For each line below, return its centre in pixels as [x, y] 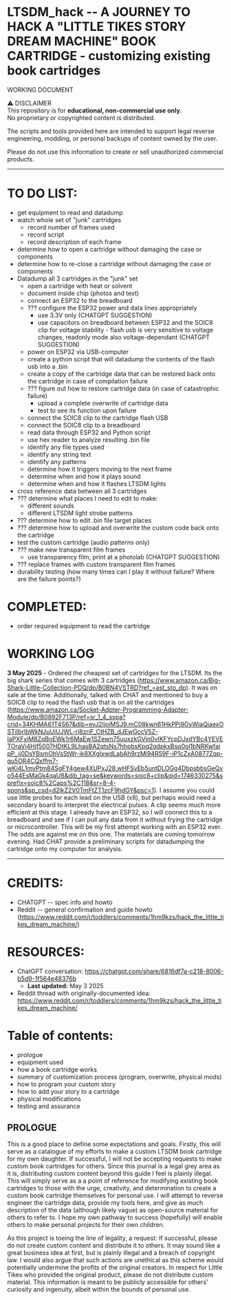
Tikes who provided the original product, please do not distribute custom [110, 1275]
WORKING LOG [51, 654]
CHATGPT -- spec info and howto [65, 902]
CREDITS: [35, 883]
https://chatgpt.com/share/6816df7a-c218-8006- [154, 971]
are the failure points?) [49, 579]
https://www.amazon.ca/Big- [180, 680]
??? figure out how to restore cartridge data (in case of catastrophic [123, 388]
